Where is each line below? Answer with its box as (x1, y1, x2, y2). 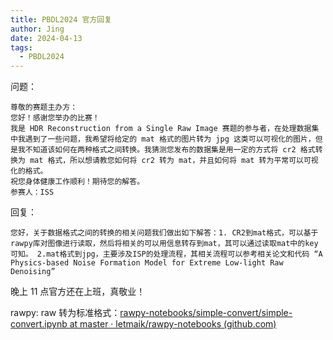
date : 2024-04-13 (10, 33, 83, 43)
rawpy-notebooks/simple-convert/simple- (119, 307, 293, 319)
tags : (10, 42, 33, 53)
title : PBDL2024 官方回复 (10, 14, 113, 25)
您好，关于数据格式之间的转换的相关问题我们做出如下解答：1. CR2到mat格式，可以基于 (10, 228, 319, 238)
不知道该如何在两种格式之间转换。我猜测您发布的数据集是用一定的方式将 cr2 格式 (24, 145, 316, 155)
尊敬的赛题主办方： (10, 102, 78, 113)
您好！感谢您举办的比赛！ (10, 113, 100, 123)
